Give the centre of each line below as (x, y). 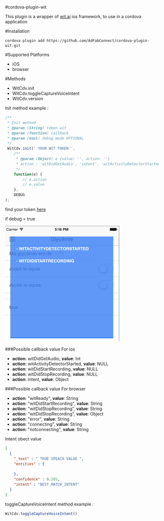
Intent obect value (23, 438)
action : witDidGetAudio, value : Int (46, 358)
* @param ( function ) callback (38, 133)
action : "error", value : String (41, 419)
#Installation (18, 31)
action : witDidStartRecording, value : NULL (55, 369)
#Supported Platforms (27, 55)
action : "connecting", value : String (47, 424)
